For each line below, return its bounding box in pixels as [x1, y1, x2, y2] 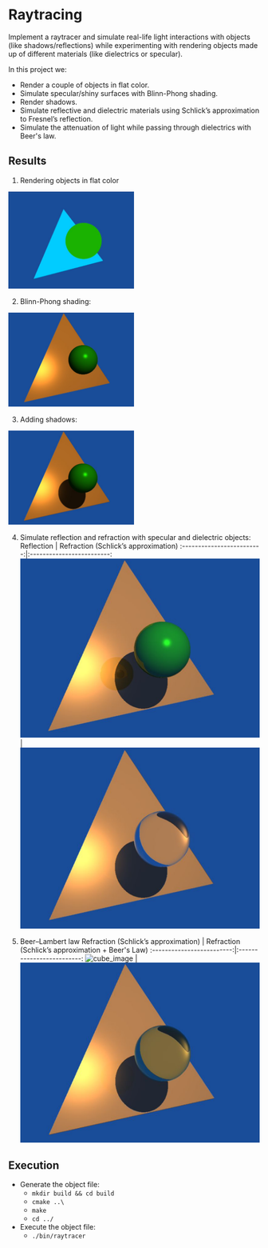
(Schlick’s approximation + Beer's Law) [19, 946, 149, 955]
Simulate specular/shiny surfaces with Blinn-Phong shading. [19, 88, 218, 98]
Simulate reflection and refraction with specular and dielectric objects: [19, 532, 251, 542]
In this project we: [8, 64, 68, 74]
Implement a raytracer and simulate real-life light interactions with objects [8, 32, 251, 42]
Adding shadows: [19, 414, 77, 424]
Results [8, 154, 47, 168]
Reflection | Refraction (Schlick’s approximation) [19, 541, 179, 550]
